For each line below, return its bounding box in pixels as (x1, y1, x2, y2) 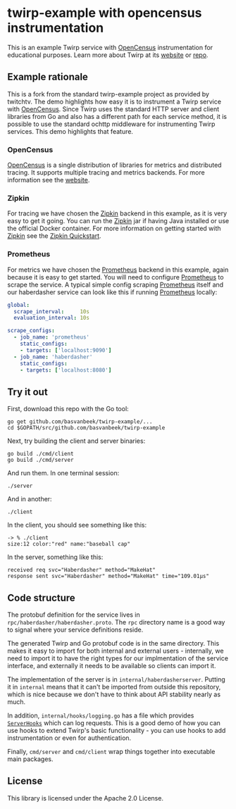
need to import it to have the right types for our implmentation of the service (7, 654, 229, 663)
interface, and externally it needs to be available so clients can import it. (7, 662, 216, 670)
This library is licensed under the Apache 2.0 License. (7, 794, 164, 802)
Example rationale (7, 71, 88, 83)
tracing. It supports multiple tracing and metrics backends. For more (7, 168, 206, 177)
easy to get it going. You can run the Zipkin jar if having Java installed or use (7, 217, 230, 225)
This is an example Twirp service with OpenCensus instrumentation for (7, 43, 213, 51)
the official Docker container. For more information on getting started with (7, 224, 221, 233)
